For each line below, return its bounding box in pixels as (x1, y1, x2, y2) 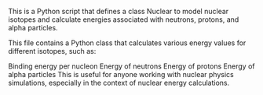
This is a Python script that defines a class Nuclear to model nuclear (8, 7, 229, 16)
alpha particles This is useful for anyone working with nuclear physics (8, 70, 234, 79)
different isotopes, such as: (8, 47, 97, 55)
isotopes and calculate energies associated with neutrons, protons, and (8, 15, 239, 24)
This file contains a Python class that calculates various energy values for (8, 38, 247, 47)
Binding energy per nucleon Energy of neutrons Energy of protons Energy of (8, 62, 255, 71)
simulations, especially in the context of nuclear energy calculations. (8, 78, 230, 87)
